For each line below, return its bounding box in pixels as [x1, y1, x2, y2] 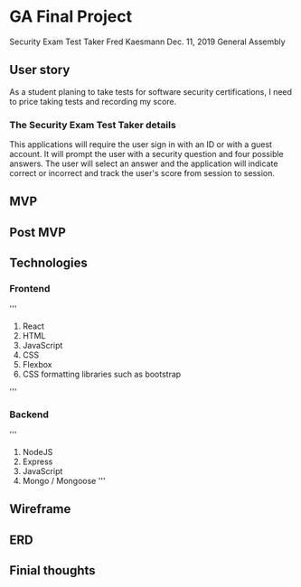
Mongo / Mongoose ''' [22, 475, 106, 486]
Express [22, 456, 53, 467]
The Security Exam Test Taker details [9, 118, 176, 131]
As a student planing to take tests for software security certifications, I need [9, 86, 292, 97]
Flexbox [22, 359, 52, 369]
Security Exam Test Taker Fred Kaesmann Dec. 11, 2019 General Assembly [9, 36, 287, 47]
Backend [9, 408, 50, 421]
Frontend [9, 283, 51, 295]
